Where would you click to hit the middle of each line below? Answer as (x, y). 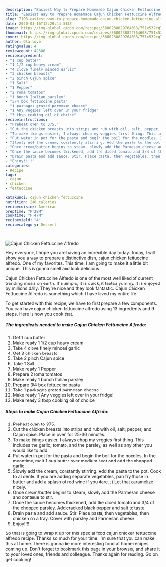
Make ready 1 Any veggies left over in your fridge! (63, 395)
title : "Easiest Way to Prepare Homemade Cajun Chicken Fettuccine (76, 14)
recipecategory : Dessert (31, 225)
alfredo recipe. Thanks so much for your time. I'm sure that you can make (80, 538)
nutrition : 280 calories (31, 202)
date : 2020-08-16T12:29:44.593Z (39, 23)
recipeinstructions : (27, 120)
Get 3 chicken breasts (35, 353)
